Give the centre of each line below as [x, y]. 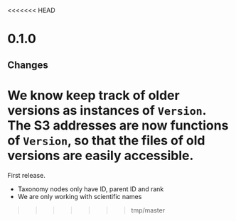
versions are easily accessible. [101, 155]
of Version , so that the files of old [106, 140]
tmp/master [148, 210]
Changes [28, 65]
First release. [27, 175]
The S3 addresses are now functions [118, 125]
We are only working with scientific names [80, 196]
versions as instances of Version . [107, 110]
